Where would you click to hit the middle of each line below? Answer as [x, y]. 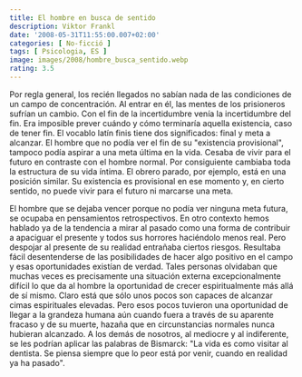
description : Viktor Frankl [63, 26]
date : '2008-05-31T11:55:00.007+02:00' [85, 35]
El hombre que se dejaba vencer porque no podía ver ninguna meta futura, [149, 208]
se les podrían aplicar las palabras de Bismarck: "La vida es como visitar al [149, 343]
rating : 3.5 [32, 69]
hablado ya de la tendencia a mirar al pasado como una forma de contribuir [150, 227]
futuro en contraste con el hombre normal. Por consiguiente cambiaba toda [150, 162]
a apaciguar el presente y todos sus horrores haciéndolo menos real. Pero [148, 237]
